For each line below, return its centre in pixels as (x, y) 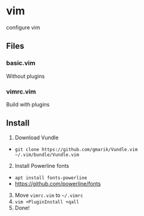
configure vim (23, 27)
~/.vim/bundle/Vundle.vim (47, 155)
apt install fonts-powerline (51, 178)
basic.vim (21, 63)
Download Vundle (37, 137)
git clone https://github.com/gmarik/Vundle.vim (76, 149)
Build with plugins (28, 104)
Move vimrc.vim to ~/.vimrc (49, 195)
